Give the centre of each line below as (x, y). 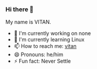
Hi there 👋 (20, 9)
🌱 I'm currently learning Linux (49, 40)
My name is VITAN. (28, 22)
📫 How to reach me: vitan (45, 46)
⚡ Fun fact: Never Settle (42, 61)
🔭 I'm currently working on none (52, 33)
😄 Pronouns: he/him (38, 54)
